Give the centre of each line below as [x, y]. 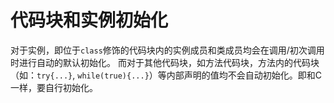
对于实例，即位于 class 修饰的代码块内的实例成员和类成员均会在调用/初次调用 [167, 50]
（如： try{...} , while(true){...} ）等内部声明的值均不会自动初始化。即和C [166, 75]
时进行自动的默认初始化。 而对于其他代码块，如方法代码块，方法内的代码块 [165, 62]
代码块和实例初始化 [89, 20]
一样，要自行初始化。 [54, 87]
